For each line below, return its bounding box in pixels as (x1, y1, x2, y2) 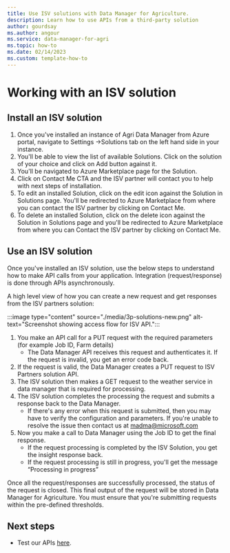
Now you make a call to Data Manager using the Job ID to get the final (17, 428, 216, 436)
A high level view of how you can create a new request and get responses (7, 292, 217, 300)
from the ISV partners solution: (7, 299, 94, 308)
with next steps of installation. (17, 181, 103, 190)
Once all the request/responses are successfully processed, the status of (7, 479, 216, 487)
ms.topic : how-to (7, 42, 57, 49)
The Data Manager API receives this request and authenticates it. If (27, 348, 218, 356)
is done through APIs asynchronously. (7, 279, 115, 287)
